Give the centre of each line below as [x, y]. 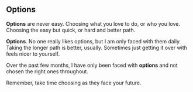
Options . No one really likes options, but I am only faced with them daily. [94, 41]
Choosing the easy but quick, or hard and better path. [71, 30]
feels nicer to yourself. [33, 54]
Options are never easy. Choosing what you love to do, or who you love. [93, 23]
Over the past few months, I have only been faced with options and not [92, 65]
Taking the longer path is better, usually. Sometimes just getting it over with [96, 47]
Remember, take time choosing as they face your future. [74, 83]
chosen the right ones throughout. [47, 71]
